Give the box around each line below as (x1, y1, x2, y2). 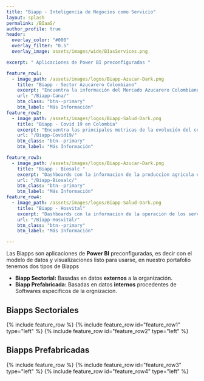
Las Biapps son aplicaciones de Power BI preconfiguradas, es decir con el (6, 250, 192, 257)
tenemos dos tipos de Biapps (6, 263, 80, 270)
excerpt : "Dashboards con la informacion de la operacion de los (17, 211, 186, 217)
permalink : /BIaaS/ (6, 20, 56, 26)
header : (6, 32, 26, 38)
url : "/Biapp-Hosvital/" (17, 217, 80, 223)
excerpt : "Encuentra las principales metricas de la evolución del (17, 127, 191, 133)
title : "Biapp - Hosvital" (17, 205, 86, 211)
